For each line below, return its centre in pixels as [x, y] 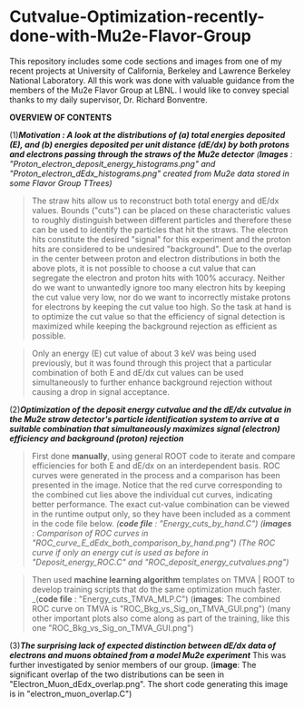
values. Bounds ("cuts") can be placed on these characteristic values [161, 210]
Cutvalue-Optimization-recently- [137, 17]
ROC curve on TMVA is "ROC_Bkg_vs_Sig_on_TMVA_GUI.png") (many [161, 608]
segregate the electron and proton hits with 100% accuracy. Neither [158, 278]
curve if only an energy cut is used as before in [120, 552]
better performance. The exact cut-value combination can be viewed [161, 504]
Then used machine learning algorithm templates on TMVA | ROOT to [163, 579]
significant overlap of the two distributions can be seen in [117, 674]
